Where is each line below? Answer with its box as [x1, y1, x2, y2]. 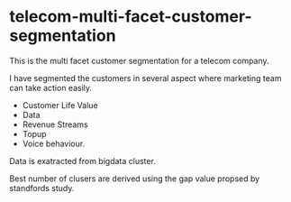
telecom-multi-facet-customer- [9, 6, 252, 27]
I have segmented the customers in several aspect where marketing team [9, 72, 282, 83]
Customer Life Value [22, 99, 98, 110]
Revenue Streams [22, 119, 88, 130]
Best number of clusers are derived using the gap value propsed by [9, 173, 260, 184]
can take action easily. [9, 82, 93, 93]
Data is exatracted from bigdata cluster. [9, 155, 156, 166]
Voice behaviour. [22, 138, 86, 149]
